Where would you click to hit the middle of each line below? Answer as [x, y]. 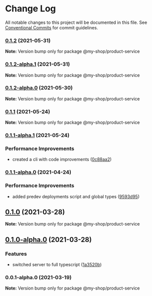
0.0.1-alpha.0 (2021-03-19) [38, 277]
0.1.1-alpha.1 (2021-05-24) [37, 136]
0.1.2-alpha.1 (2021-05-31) [38, 64]
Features [16, 254]
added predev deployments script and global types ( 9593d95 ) [76, 196]
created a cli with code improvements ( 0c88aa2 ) [62, 159]
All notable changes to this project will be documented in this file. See [76, 22]
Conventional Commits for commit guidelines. [51, 27]
